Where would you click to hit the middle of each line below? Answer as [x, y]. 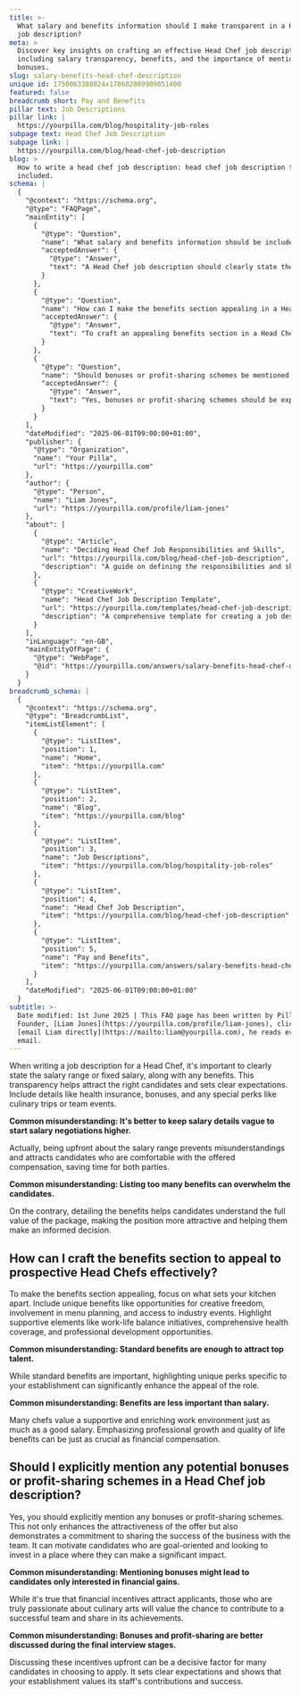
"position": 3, [70, 849]
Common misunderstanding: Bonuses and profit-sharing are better [136, 1635]
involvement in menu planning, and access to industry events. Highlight [141, 1313]
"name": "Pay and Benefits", [96, 957]
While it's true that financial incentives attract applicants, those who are [141, 1598]
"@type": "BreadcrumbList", [77, 716]
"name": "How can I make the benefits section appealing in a [159, 309]
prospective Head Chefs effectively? [113, 1272]
